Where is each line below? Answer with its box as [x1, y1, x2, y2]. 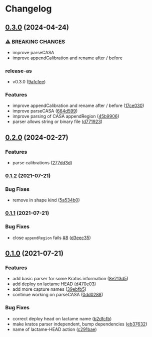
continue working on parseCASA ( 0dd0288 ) [12, 292, 103, 298]
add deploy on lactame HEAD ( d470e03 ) [12, 281, 96, 287]
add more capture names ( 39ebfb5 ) [12, 286, 86, 292]
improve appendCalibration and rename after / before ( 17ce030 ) [12, 102, 144, 108]
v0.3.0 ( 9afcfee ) [12, 79, 46, 85]
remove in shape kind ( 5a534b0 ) [12, 197, 80, 203]
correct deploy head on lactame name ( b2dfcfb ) [12, 315, 112, 321]
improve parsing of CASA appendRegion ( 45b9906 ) [12, 114, 119, 120]
